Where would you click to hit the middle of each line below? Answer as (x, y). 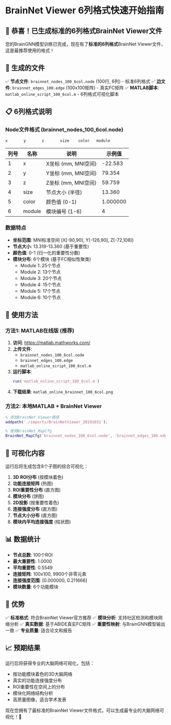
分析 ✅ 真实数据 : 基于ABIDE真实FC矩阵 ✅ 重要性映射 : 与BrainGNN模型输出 (87, 624)
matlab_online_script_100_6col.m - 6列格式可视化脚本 (62, 94)
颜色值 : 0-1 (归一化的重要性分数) (46, 252)
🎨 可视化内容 (25, 453)
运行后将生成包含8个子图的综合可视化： (47, 466)
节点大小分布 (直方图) (35, 515)
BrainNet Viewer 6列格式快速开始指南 (85, 10)
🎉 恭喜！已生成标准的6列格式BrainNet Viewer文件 (84, 31)
